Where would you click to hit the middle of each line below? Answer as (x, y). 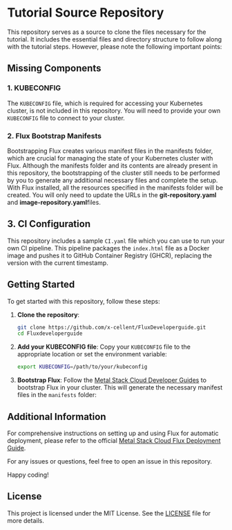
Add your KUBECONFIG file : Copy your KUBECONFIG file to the (104, 347)
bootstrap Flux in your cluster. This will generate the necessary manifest (120, 387)
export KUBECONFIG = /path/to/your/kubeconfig (82, 367)
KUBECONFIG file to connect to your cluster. (66, 118)
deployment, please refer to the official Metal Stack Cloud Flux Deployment (114, 440)
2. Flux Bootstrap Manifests (55, 136)
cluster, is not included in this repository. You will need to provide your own (114, 110)
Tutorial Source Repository (86, 13)
